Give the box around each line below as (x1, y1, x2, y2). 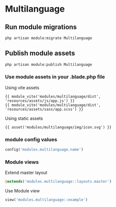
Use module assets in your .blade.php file (5, 74, 105, 80)
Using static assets (5, 115, 43, 121)
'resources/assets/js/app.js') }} (5, 98, 75, 103)
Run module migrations (5, 23, 77, 31)
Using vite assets (5, 84, 40, 91)
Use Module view (5, 188, 40, 194)
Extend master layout (5, 169, 48, 176)
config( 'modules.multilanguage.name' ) (5, 147, 83, 152)
